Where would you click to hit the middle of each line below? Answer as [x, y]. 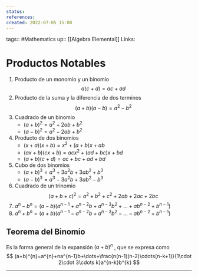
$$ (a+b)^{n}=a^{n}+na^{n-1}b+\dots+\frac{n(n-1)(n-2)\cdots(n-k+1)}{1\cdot [99, 256]
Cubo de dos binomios [42, 165]
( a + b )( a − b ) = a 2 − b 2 [103, 108]
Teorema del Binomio [46, 232]
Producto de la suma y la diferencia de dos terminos [78, 98]
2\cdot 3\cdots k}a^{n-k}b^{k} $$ [99, 262]
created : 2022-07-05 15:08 [39, 22]
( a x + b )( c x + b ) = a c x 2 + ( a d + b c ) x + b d [73, 152]
